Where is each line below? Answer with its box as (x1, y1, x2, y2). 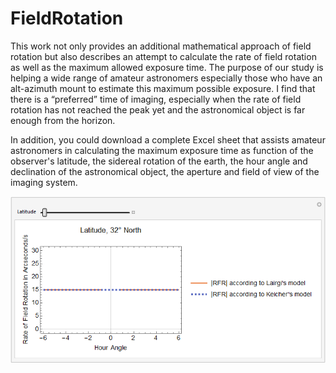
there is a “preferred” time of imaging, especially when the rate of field (10, 93, 302, 105)
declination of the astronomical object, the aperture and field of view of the (10, 165, 320, 177)
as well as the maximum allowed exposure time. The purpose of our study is (10, 61, 324, 73)
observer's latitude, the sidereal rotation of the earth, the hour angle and (10, 155, 308, 167)
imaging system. (10, 176, 78, 188)
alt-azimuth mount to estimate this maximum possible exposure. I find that (10, 82, 316, 94)
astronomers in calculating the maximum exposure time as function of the (10, 144, 314, 156)
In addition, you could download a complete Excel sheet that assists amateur (10, 133, 326, 146)
